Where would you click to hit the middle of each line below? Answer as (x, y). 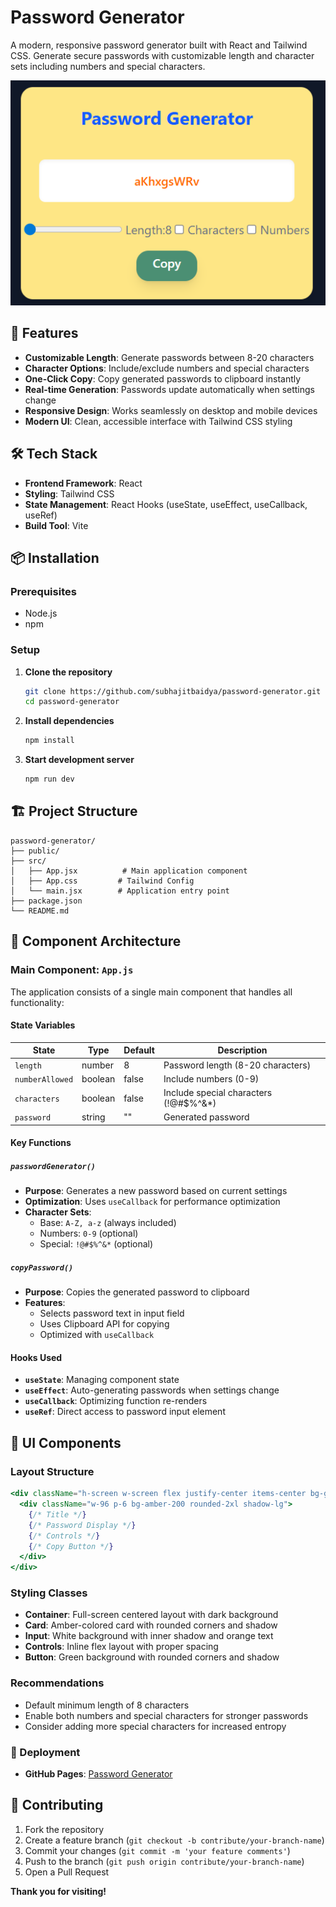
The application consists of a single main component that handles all (151, 992)
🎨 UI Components (66, 1442)
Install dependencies (69, 721)
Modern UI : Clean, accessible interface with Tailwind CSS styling (158, 421)
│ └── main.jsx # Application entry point (120, 891)
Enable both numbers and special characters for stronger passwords (166, 1715)
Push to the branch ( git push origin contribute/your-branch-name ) (164, 1861)
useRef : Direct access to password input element (125, 1412)
